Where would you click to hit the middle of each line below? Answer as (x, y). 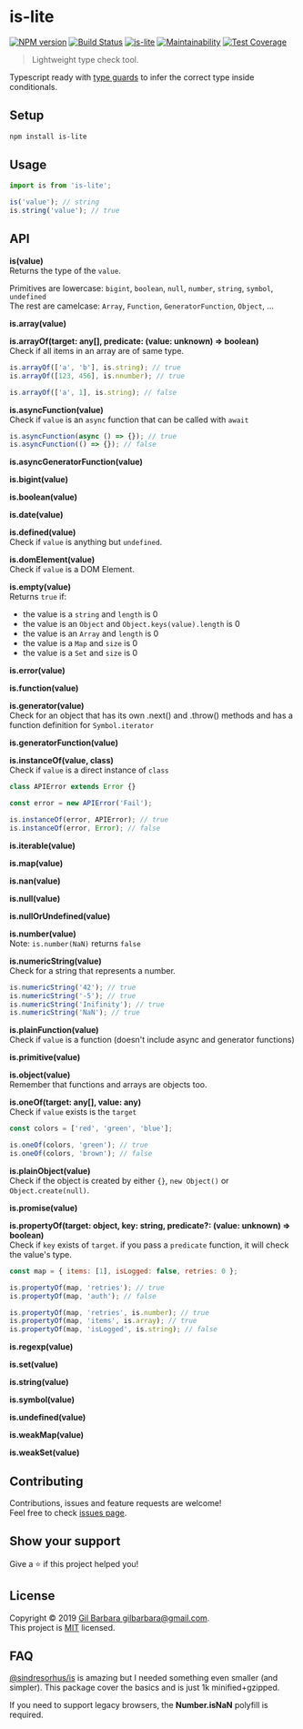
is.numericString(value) (56, 961)
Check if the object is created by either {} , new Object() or (119, 1180)
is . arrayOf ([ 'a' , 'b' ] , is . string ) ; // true (95, 367)
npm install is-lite (49, 136)
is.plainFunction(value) (54, 1030)
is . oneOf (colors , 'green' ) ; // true (79, 1145)
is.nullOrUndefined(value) (60, 915)
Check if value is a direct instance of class (89, 770)
